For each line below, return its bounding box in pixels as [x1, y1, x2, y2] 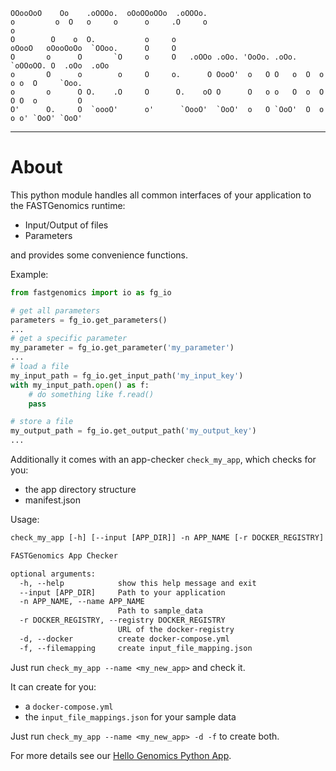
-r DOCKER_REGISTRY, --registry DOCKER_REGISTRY [19, 615, 226, 626]
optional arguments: [10, 569, 97, 579]
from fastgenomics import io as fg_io [10, 287, 172, 298]
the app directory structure [24, 484, 137, 496]
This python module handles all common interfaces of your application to [10, 189, 312, 201]
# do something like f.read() [28, 389, 155, 399]
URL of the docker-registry [117, 625, 235, 635]
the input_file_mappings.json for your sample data [24, 710, 237, 723]
